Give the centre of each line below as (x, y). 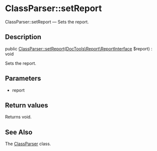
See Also (19, 132)
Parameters (23, 79)
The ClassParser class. (28, 144)
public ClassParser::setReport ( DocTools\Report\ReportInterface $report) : (79, 48)
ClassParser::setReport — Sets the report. (47, 22)
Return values (27, 105)
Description (23, 37)
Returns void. (18, 117)
